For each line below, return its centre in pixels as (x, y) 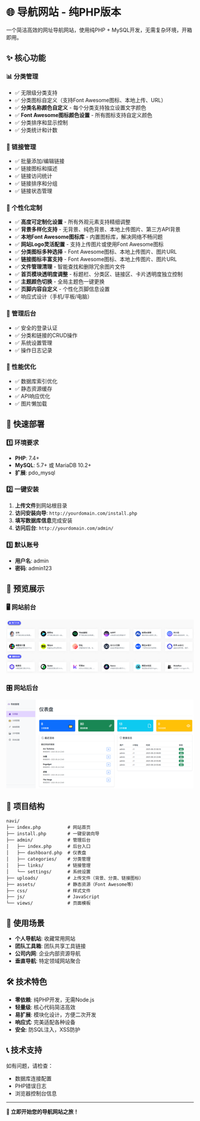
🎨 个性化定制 (24, 208)
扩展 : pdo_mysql (35, 472)
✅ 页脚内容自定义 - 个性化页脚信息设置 (62, 289)
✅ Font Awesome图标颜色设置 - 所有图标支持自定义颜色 (84, 115)
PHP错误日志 (31, 1086)
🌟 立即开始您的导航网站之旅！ (43, 1111)
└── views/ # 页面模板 (49, 903)
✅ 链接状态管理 (33, 191)
